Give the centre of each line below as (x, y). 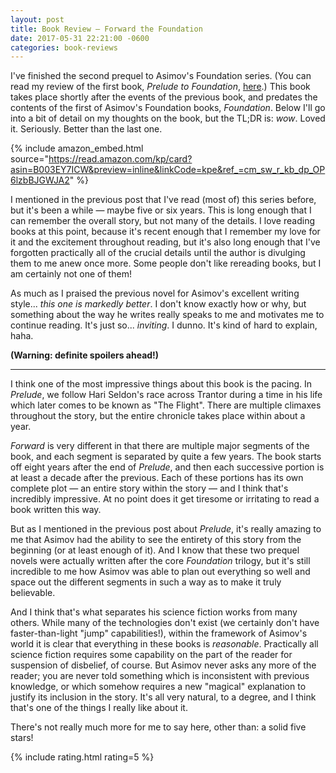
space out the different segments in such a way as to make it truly (146, 582)
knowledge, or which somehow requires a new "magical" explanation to (158, 687)
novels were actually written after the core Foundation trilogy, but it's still (160, 561)
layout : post (37, 19)
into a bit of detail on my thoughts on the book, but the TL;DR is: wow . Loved (168, 118)
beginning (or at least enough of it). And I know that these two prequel (155, 550)
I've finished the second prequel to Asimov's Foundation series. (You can (161, 76)
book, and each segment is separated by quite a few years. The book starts (166, 457)
